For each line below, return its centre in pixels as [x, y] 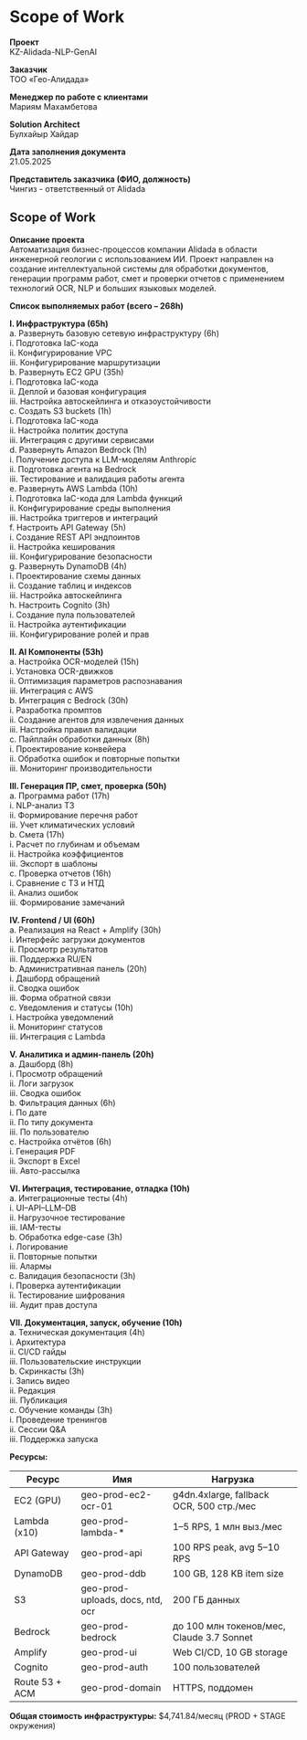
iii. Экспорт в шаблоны [53, 863]
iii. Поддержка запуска [54, 1439]
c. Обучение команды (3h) [61, 1409]
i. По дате [28, 1113]
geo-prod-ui [109, 1652]
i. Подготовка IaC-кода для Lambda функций [96, 498]
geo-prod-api [112, 1553]
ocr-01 [97, 1506]
